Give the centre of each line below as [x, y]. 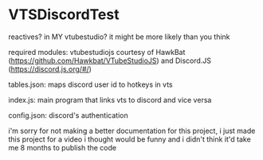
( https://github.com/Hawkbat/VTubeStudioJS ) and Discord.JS [110, 60]
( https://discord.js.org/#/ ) [50, 68]
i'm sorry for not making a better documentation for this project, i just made [132, 131]
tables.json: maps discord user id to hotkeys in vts [90, 84]
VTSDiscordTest [64, 15]
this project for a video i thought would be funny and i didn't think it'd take [130, 139]
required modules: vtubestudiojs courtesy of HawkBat [97, 52]
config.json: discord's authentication [69, 115]
